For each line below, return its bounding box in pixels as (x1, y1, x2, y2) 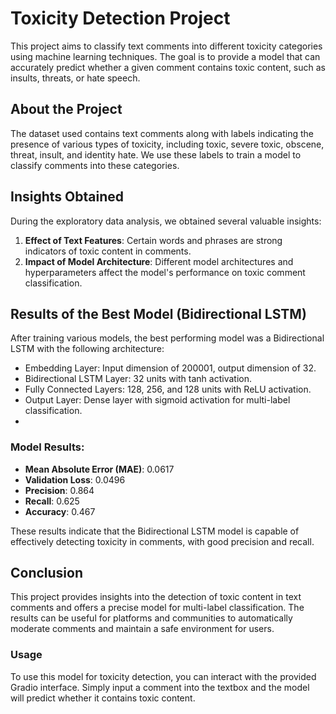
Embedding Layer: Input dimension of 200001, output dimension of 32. (24, 362, 317, 374)
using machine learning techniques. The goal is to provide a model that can (10, 50, 321, 62)
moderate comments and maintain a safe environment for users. (10, 623, 275, 635)
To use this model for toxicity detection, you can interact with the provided (10, 670, 317, 682)
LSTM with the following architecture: (10, 343, 165, 355)
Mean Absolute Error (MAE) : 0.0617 (24, 463, 175, 475)
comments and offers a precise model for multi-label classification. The (10, 602, 305, 614)
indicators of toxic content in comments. (24, 245, 192, 257)
